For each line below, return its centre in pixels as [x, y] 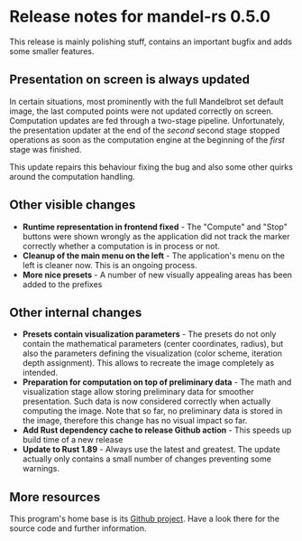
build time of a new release [73, 440]
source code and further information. [78, 528]
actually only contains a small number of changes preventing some [147, 459]
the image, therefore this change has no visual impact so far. [135, 421]
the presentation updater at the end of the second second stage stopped [145, 130]
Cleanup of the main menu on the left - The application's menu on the [154, 256]
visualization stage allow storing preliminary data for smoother [138, 392]
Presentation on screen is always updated [130, 80]
